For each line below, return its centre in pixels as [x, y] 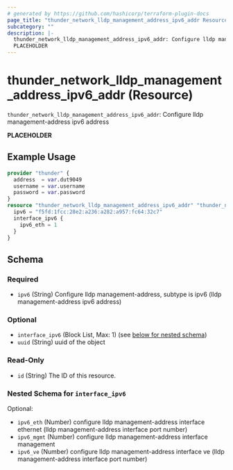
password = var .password [49, 193]
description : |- [31, 33]
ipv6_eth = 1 [38, 225]
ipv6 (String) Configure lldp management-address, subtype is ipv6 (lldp [119, 294]
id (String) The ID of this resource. [67, 375]
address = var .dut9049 [48, 179]
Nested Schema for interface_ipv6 [67, 394]
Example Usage [42, 157]
